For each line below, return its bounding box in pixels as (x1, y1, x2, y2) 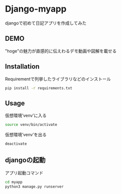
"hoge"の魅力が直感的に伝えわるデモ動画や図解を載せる (5, 48, 117, 54)
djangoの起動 (5, 156, 46, 164)
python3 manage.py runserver (5, 184, 64, 189)
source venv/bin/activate (5, 123, 57, 127)
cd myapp (5, 179, 23, 184)
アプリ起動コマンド (5, 170, 44, 176)
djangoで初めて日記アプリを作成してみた (5, 20, 87, 26)
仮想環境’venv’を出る (5, 132, 47, 138)
